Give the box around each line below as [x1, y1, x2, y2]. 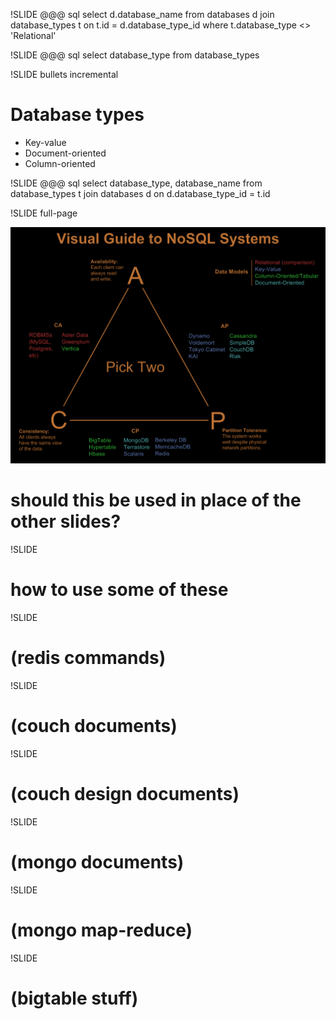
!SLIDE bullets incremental [10, 69, 119, 80]
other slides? [10, 510, 122, 533]
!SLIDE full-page [10, 207, 78, 219]
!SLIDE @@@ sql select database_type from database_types [10, 49, 260, 61]
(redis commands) [10, 647, 167, 669]
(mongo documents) [10, 850, 185, 873]
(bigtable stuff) [10, 987, 139, 1009]
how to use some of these [10, 579, 229, 601]
